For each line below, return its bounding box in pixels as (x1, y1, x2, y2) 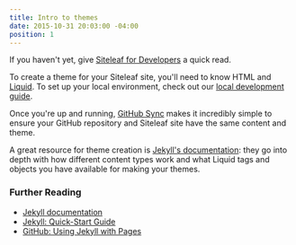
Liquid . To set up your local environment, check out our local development (9, 82, 285, 92)
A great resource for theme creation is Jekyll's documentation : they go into (9, 144, 288, 155)
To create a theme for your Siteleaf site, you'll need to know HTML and (9, 72, 272, 83)
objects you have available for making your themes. (9, 163, 201, 175)
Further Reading (9, 186, 82, 198)
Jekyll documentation (22, 206, 103, 217)
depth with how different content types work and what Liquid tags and (9, 154, 270, 165)
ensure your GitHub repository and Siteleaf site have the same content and (9, 118, 286, 128)
